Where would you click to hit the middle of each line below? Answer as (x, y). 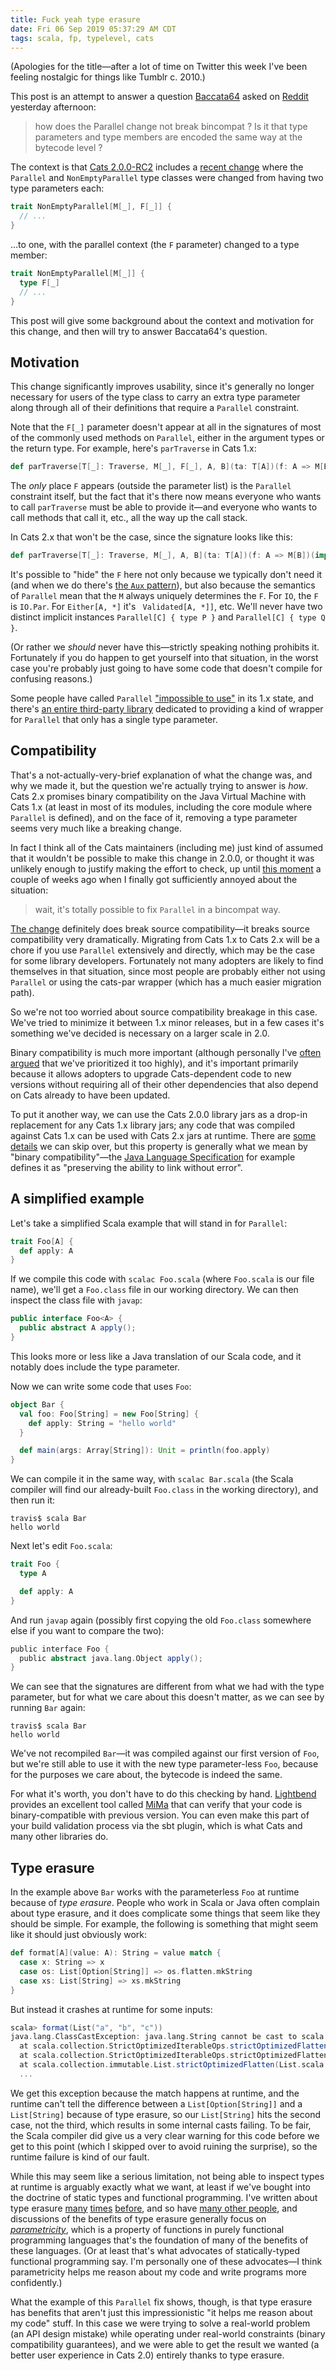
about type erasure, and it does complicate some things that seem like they (165, 1913)
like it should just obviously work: (79, 1935)
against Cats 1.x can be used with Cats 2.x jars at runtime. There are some (163, 1135)
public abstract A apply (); (78, 1328)
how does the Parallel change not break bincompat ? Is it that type (171, 127)
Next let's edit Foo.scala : (61, 1546)
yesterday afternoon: (53, 107)
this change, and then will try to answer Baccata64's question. (139, 331)
